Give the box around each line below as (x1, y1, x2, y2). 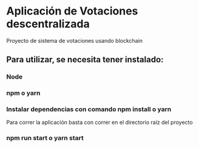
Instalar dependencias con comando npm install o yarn (6, 105, 172, 114)
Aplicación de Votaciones (6, 4, 138, 18)
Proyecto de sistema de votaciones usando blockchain (6, 37, 143, 44)
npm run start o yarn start (6, 134, 84, 143)
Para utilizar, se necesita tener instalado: (6, 54, 164, 65)
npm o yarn (6, 89, 41, 97)
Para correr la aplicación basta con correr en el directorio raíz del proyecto (6, 119, 193, 126)
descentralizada (6, 17, 90, 31)
